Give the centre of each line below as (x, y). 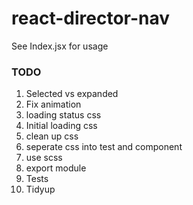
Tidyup (40, 189)
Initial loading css (61, 126)
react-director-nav (91, 18)
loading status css (63, 115)
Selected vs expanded (72, 94)
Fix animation (53, 104)
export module (56, 168)
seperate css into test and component (104, 147)
